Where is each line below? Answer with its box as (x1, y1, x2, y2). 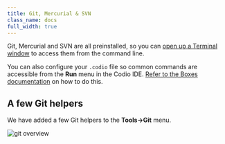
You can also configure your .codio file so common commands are (7, 63, 198, 71)
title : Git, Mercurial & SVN (7, 10, 91, 17)
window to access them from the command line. (7, 49, 145, 57)
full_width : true (7, 23, 57, 30)
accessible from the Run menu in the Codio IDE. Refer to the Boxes (7, 70, 199, 78)
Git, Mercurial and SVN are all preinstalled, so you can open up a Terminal (7, 42, 218, 51)
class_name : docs (7, 17, 57, 24)
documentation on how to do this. (7, 78, 103, 86)
